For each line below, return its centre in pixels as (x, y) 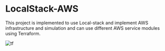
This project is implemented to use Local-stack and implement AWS (77, 23)
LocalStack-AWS (42, 9)
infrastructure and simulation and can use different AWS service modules (82, 28)
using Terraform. (23, 33)
